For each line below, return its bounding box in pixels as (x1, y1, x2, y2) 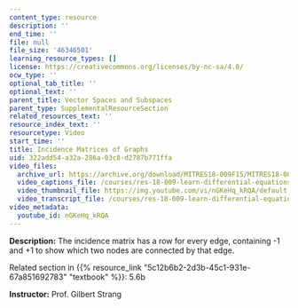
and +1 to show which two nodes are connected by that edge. (9, 245, 235, 256)
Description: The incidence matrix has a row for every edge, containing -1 (9, 235, 281, 246)
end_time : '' (9, 29, 58, 38)
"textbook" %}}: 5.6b (68, 272, 146, 282)
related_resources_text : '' (9, 112, 114, 121)
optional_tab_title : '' (9, 79, 98, 88)
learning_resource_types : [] (9, 54, 117, 63)
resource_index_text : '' (9, 121, 101, 130)
